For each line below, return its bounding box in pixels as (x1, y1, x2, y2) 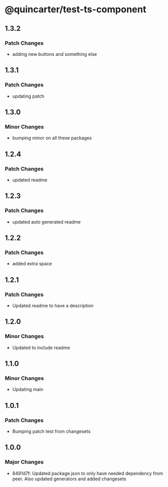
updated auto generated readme (12, 219, 81, 225)
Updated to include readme (12, 344, 70, 350)
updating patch (12, 93, 45, 99)
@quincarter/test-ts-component (5, 4, 146, 15)
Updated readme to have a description (12, 303, 94, 308)
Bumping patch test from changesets (12, 428, 91, 435)
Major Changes (5, 458, 44, 465)
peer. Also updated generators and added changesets (12, 476, 127, 482)
